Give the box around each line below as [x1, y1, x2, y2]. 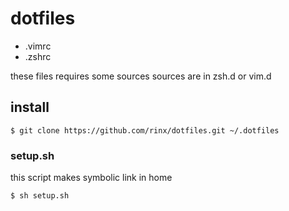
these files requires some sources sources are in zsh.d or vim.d [10, 70, 272, 82]
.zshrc [24, 50, 52, 62]
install [10, 99, 50, 116]
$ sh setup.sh [10, 191, 70, 201]
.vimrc [24, 40, 52, 52]
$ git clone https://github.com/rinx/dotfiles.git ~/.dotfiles [10, 125, 280, 136]
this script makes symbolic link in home [10, 172, 173, 184]
